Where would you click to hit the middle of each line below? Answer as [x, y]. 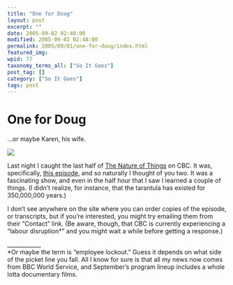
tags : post [23, 85]
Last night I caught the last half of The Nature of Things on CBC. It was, [110, 166]
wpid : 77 [20, 59]
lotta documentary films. [43, 275]
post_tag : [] [26, 72]
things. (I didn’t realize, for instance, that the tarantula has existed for [106, 188]
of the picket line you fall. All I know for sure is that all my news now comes [115, 260]
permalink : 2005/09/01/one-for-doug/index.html [78, 46]
